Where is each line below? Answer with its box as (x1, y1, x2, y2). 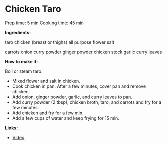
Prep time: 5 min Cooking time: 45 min (5, 20, 84, 26)
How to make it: (5, 58, 38, 64)
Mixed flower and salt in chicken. (12, 78, 81, 84)
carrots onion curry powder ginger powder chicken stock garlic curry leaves (5, 49, 162, 55)
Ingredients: (5, 29, 31, 35)
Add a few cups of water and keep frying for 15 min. (12, 115, 120, 121)
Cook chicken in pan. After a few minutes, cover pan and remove (12, 83, 146, 89)
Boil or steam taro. (5, 68, 43, 74)
